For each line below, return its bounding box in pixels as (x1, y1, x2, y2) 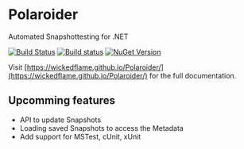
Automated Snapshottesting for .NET (8, 32, 129, 41)
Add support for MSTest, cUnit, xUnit (19, 132, 141, 141)
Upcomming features (8, 94, 116, 108)
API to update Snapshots (19, 115, 102, 124)
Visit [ (8, 62, 28, 72)
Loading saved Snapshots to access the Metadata (19, 123, 184, 132)
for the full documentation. (149, 71, 237, 80)
